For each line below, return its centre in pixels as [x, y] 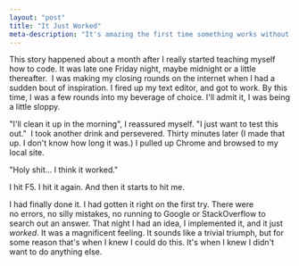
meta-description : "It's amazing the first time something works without [149, 34]
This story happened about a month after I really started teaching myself [142, 60]
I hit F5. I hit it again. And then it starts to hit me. [97, 187]
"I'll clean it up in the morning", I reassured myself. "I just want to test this [144, 124]
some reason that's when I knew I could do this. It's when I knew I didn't [142, 243]
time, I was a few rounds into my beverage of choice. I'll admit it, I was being [150, 97]
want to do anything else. [56, 252]
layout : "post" [37, 17]
